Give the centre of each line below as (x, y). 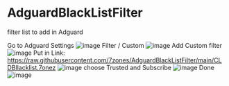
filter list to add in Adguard (45, 32)
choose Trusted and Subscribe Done (149, 67)
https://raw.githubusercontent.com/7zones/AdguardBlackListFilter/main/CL (114, 60)
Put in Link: (49, 53)
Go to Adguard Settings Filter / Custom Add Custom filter (115, 45)
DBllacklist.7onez (32, 67)
